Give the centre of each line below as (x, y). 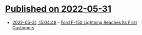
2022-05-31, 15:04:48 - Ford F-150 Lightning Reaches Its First (75, 22)
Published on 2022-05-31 (58, 9)
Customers (23, 27)
